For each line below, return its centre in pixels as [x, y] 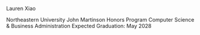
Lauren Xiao [21, 8]
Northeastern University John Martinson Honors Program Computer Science [100, 20]
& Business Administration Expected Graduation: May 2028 [79, 26]
